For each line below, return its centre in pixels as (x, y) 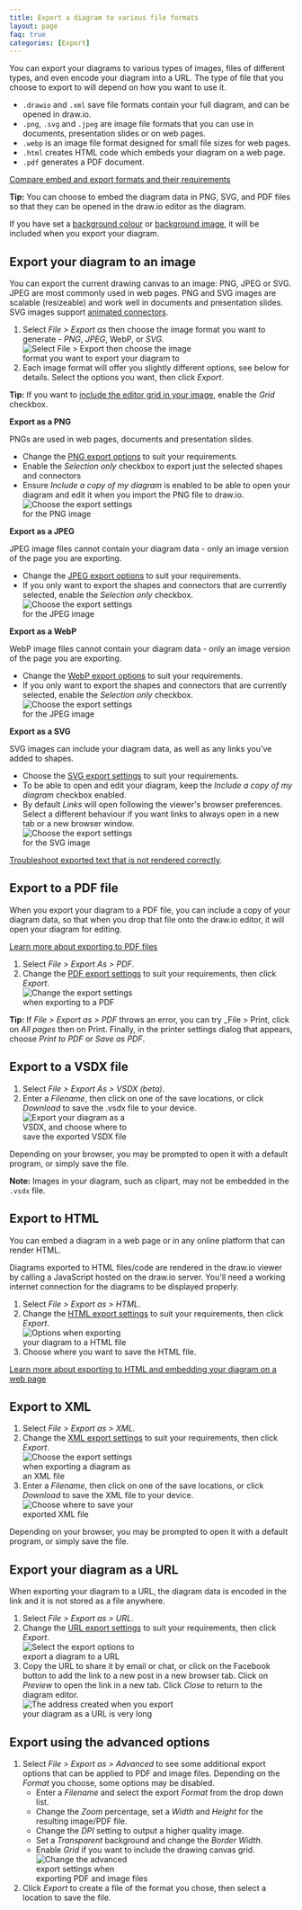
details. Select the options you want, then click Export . (123, 378)
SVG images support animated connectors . (89, 312)
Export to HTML (54, 1219)
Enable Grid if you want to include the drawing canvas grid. (145, 1850)
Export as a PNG (40, 422)
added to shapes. (42, 759)
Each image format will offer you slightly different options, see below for (155, 368)
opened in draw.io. (57, 114)
